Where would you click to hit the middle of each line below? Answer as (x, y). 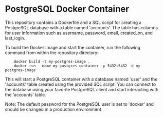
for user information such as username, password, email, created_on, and (79, 33)
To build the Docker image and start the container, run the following (73, 47)
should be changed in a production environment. (54, 109)
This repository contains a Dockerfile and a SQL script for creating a (73, 22)
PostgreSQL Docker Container (67, 9)
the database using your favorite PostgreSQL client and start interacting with (82, 89)
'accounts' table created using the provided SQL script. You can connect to (81, 84)
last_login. (15, 38)
